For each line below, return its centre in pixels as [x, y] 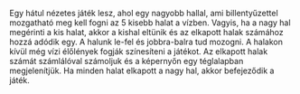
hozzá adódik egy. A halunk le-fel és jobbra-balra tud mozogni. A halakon [146, 42]
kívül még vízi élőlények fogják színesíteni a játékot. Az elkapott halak [139, 52]
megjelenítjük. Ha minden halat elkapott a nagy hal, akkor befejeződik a [142, 70]
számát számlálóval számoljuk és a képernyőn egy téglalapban [127, 61]
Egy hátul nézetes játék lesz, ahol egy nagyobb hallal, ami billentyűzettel [144, 13]
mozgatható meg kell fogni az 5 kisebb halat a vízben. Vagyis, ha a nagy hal [150, 23]
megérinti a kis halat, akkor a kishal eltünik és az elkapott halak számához [146, 32]
